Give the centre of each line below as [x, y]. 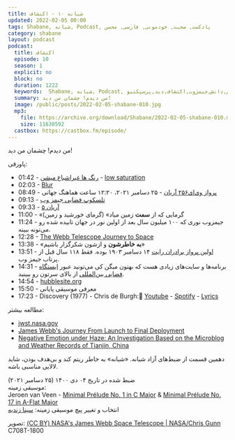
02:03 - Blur [36, 185]
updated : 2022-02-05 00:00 [47, 20]
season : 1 [28, 66]
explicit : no [33, 72]
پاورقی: [18, 164]
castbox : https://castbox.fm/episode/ [71, 131]
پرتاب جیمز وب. [39, 259]
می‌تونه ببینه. [34, 229]
